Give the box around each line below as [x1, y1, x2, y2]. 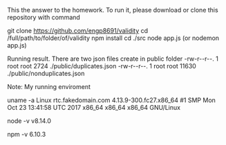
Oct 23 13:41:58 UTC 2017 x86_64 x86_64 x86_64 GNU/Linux [7, 104, 181, 111]
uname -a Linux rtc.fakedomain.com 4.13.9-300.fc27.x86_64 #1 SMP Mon [7, 96, 216, 104]
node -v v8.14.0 [7, 117, 52, 125]
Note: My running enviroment [7, 83, 91, 90]
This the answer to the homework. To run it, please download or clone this [7, 6, 219, 14]
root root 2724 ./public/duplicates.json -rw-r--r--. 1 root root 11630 [7, 62, 197, 70]
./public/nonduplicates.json [7, 69, 85, 77]
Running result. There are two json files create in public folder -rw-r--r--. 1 [7, 55, 219, 63]
